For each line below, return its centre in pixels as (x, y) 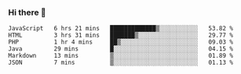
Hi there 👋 (27, 12)
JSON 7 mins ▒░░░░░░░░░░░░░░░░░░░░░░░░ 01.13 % (121, 63)
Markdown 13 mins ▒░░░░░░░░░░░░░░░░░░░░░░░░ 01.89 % (121, 56)
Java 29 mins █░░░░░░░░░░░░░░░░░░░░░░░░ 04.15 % (121, 49)
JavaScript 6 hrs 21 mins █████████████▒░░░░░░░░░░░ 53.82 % (121, 29)
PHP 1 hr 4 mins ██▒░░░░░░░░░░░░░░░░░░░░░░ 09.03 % (121, 42)
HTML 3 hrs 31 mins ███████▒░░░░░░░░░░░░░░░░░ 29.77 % (121, 35)
